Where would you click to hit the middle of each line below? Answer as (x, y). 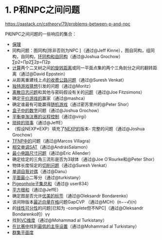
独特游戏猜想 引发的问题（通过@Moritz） (53, 86)
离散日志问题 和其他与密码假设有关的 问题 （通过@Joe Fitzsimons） (78, 92)
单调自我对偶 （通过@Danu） (41, 171)
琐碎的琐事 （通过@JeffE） (39, 122)
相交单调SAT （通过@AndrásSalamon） (51, 147)
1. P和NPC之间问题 (43, 10)
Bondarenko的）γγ (31, 214)
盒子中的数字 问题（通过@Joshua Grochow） (57, 110)
